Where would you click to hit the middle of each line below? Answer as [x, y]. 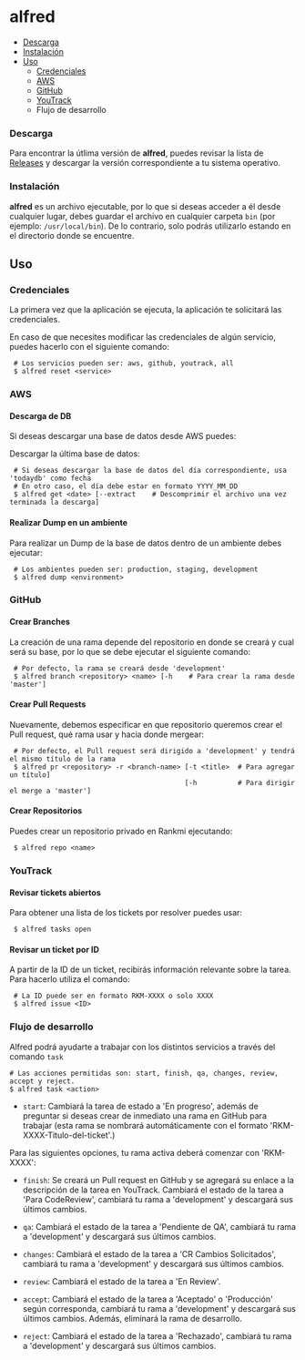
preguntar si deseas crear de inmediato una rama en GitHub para [144, 1115]
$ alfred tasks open [52, 930]
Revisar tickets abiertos [56, 892]
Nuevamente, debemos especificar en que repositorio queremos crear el [146, 724]
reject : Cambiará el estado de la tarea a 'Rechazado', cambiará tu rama [157, 1335]
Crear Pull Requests [48, 704]
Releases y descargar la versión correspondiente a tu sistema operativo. [145, 163]
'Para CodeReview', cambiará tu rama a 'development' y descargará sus [158, 1199]
